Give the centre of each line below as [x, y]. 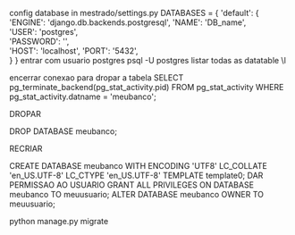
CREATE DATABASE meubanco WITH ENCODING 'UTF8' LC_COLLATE [139, 166]
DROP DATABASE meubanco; [63, 131]
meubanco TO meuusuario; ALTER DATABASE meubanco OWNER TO [136, 194]
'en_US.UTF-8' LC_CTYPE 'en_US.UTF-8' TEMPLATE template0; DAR [136, 175]
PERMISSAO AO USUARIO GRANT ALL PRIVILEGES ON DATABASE [132, 185]
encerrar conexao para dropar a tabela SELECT [97, 78]
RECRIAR [26, 148]
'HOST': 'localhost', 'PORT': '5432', [74, 51]
